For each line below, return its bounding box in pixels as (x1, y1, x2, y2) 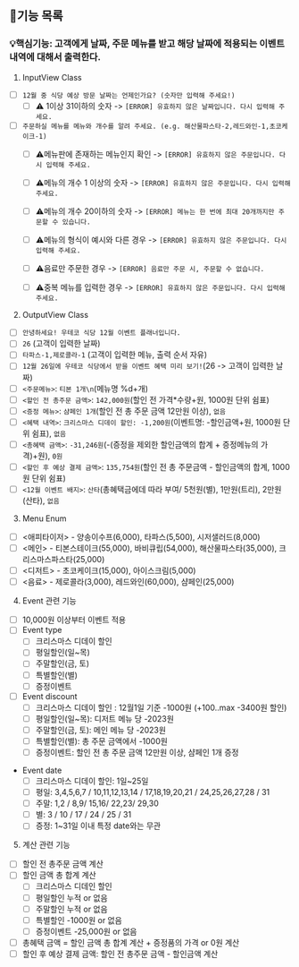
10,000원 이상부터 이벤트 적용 (21, 614, 127, 625)
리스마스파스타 (21, 554, 73, 565)
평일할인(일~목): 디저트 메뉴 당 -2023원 (35, 713, 174, 723)
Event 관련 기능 (21, 595, 78, 606)
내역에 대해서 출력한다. (9, 51, 101, 64)
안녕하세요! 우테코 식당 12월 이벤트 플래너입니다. (21, 329, 181, 338)
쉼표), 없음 (31, 428, 67, 439)
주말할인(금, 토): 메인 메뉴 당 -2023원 (35, 724, 167, 735)
